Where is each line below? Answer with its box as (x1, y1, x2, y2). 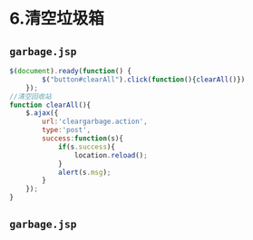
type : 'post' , (42, 126, 92, 135)
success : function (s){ (42, 134, 124, 143)
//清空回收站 (9, 91, 52, 101)
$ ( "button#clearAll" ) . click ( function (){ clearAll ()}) (42, 74, 246, 84)
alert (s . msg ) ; (57, 168, 112, 177)
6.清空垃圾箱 (9, 8, 104, 29)
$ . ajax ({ (25, 109, 59, 118)
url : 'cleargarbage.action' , (42, 117, 148, 127)
